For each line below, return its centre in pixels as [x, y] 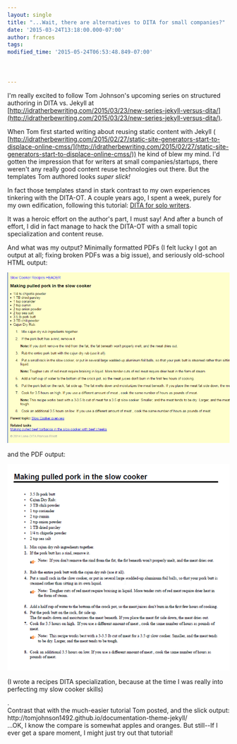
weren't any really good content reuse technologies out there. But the [108, 169]
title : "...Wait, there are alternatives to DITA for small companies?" [116, 22]
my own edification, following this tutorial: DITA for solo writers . [99, 205]
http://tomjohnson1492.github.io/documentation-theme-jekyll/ [98, 718]
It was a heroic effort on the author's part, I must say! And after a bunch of [115, 219]
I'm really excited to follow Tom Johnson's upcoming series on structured [114, 95]
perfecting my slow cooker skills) [55, 689]
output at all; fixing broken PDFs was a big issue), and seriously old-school [116, 255]
